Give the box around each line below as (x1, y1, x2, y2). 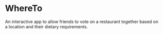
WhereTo (5, 3, 43, 14)
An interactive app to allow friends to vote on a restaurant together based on (5, 19, 159, 24)
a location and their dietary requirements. (5, 23, 88, 29)
